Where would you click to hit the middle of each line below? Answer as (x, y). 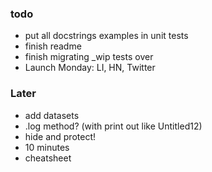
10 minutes (47, 147)
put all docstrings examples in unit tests (106, 36)
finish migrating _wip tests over (89, 57)
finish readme (53, 46)
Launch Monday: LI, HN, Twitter (90, 68)
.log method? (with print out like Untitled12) (113, 126)
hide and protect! (60, 136)
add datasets (52, 115)
